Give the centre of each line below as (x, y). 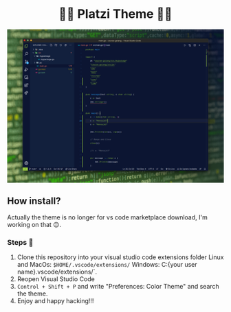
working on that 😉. (34, 225)
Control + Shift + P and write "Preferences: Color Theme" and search (118, 287)
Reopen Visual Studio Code (56, 279)
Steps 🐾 (20, 242)
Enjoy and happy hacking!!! (55, 301)
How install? (34, 201)
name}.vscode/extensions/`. (57, 272)
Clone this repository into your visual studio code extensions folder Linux (120, 257)
